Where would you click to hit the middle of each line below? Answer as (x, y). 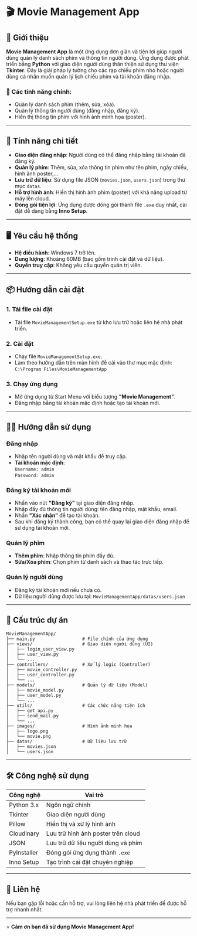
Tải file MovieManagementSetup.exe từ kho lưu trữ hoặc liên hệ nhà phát (98, 322)
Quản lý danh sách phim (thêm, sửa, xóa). (65, 104)
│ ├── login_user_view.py (40, 649)
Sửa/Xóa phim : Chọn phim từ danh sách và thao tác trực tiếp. (89, 562)
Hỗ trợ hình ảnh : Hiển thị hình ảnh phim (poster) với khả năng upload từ (101, 192)
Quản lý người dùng (35, 577)
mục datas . (28, 186)
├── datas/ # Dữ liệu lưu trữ (67, 741)
